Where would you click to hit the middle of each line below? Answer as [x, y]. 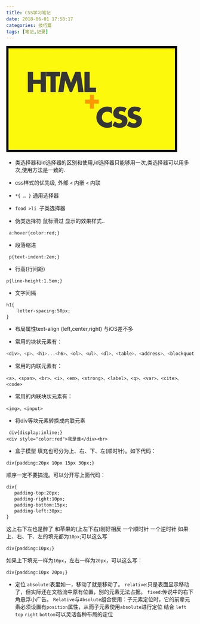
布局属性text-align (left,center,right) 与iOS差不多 [74, 329]
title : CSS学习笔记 [29, 13]
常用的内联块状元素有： [44, 396]
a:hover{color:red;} [34, 233]
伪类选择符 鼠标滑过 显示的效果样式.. [60, 221]
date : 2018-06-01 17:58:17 [40, 19]
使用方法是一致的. [44, 170]
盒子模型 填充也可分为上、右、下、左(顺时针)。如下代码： [85, 451]
